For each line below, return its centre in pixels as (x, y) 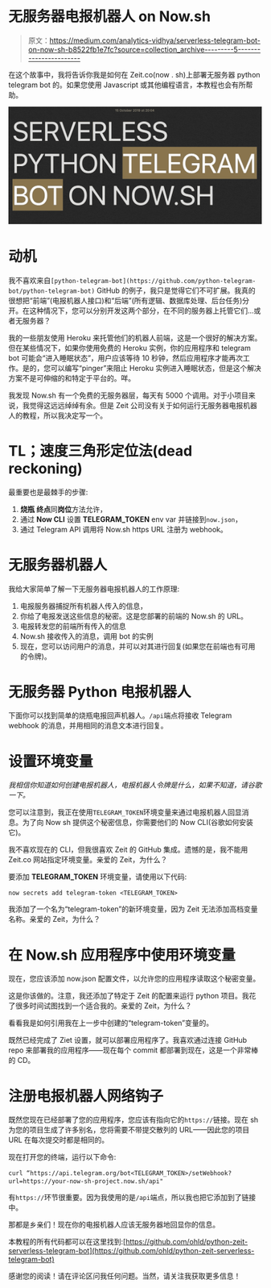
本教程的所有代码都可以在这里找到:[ (67, 1242)
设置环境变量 (51, 761)
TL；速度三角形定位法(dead (101, 450)
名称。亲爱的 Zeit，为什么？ (54, 919)
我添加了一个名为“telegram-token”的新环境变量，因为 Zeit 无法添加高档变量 (133, 909)
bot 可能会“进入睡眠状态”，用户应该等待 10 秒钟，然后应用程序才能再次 (126, 358)
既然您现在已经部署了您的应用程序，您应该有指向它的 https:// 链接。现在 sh (133, 1120)
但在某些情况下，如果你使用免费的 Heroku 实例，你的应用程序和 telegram (129, 348)
